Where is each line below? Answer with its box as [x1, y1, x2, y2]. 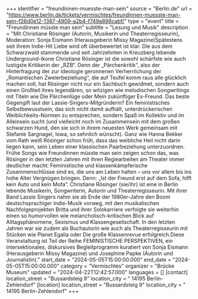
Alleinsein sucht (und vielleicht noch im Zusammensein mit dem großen [6, 118, 180, 125]
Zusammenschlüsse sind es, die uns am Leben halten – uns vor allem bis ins [6, 168, 192, 175]
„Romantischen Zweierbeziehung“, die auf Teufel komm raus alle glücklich [6, 74, 187, 81]
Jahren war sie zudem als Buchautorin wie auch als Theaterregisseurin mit [6, 225, 188, 232]
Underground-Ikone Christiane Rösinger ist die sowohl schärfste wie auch [6, 56, 186, 62]
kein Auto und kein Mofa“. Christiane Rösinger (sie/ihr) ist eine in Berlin [6, 181, 178, 188]
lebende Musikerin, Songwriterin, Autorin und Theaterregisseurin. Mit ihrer [6, 187, 188, 194]
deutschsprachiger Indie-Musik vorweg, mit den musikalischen [6, 200, 160, 206]
